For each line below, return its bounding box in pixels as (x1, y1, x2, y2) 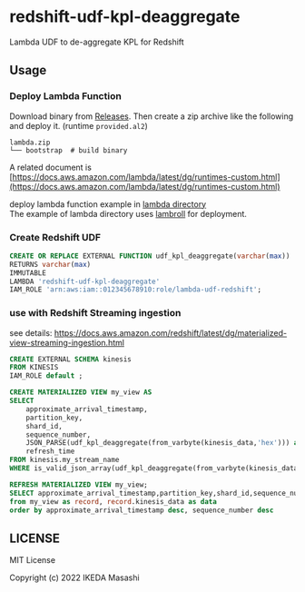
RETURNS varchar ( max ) (9, 260, 92, 269)
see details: (9, 327, 53, 338)
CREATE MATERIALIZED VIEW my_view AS (9, 388, 152, 397)
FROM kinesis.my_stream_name (9, 456, 120, 465)
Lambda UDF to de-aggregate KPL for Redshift (9, 36, 184, 47)
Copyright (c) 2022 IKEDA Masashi (9, 572, 140, 583)
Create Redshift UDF (9, 231, 102, 243)
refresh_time (25, 447, 75, 456)
